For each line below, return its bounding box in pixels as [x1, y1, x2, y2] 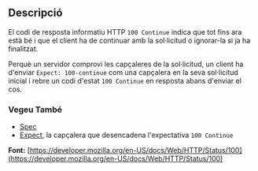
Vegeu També [8, 104, 63, 115]
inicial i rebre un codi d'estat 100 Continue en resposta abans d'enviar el [8, 76, 242, 85]
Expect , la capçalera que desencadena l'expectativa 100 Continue [19, 130, 234, 140]
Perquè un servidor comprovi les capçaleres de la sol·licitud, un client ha [8, 59, 244, 69]
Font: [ [8, 146, 30, 155]
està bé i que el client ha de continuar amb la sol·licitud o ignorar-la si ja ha [8, 35, 251, 45]
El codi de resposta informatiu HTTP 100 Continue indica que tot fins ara [8, 27, 242, 36]
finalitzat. [8, 43, 39, 54]
